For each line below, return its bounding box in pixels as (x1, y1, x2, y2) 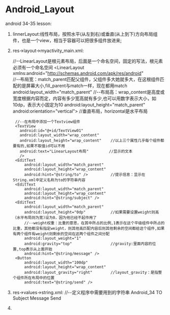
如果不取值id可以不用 (26, 143, 65, 148)
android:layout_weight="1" (24, 235, 81, 241)
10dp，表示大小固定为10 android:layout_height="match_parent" (12, 101, 146, 108)
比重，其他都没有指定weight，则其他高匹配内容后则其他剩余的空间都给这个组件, (12, 226, 157, 231)
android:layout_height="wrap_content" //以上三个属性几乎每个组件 (19, 138, 161, 143)
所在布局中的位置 (24, 275, 55, 280)
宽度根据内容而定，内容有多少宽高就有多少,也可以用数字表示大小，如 (12, 95, 156, 101)
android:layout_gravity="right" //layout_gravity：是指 (24, 270, 158, 275)
